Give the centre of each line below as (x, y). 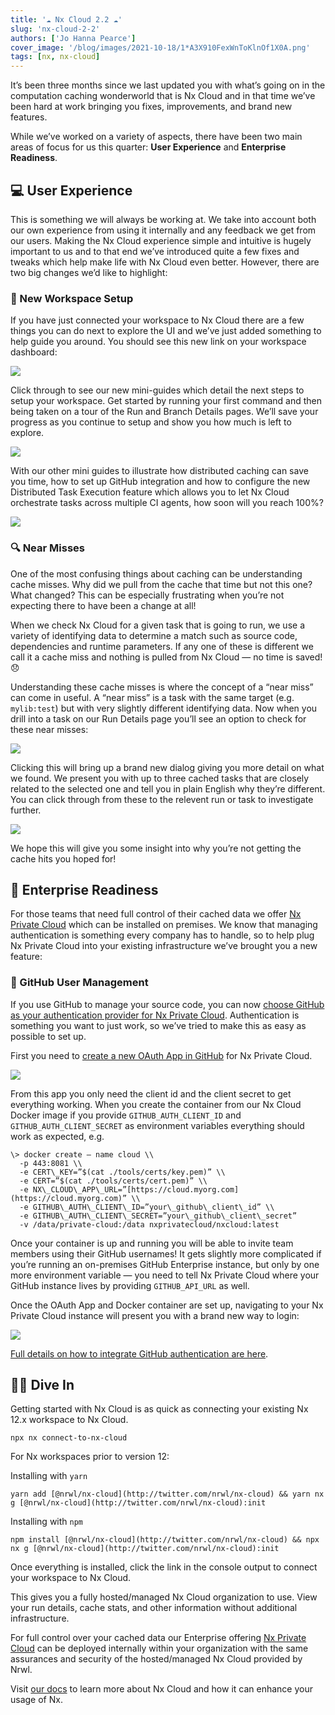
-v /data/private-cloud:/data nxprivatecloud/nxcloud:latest (149, 1224)
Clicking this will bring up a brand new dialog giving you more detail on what (167, 767)
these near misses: (49, 729)
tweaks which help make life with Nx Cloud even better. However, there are (165, 262)
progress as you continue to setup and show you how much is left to (151, 422)
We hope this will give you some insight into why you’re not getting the (156, 848)
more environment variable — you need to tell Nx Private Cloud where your (165, 1275)
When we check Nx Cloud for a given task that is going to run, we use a (157, 625)
